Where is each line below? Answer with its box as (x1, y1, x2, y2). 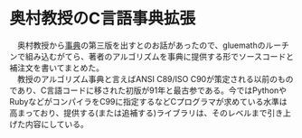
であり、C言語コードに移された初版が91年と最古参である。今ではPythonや (9, 85, 288, 96)
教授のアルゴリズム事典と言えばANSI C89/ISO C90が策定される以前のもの (16, 73, 294, 84)
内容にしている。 (24, 118, 89, 129)
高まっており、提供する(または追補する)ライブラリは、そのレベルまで (9, 107, 268, 118)
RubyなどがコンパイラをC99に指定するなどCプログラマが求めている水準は (9, 96, 288, 106)
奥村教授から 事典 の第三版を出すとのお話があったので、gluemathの (16, 40, 266, 51)
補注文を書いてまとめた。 (9, 62, 104, 73)
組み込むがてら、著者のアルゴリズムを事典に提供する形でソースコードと (24, 51, 294, 61)
